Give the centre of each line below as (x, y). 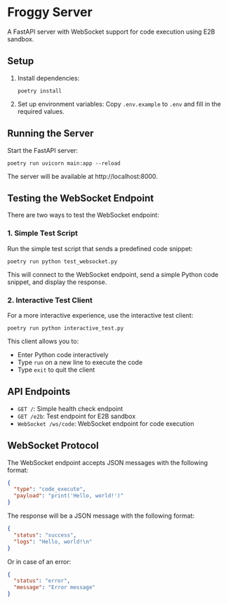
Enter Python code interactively (63, 354)
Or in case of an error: (39, 561)
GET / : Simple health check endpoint (70, 408)
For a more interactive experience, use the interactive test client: (100, 315)
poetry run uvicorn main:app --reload (64, 163)
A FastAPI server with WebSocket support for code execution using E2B (111, 32)
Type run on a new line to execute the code (80, 362)
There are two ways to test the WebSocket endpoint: (83, 215)
